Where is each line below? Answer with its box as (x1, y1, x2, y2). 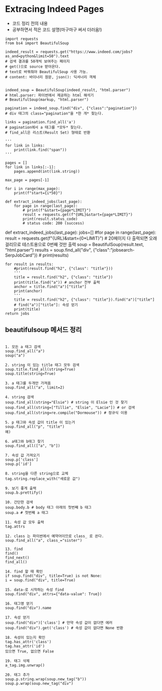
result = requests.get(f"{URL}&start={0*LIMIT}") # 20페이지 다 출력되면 (5, 235, 148, 241)
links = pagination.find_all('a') (5, 119, 76, 124)
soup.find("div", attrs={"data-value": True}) (5, 591, 102, 596)
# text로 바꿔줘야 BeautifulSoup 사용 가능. (5, 69, 88, 74)
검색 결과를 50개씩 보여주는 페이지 (9, 59, 70, 64)
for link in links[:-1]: (5, 164, 56, 170)
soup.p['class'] (5, 457, 38, 462)
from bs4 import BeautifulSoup (5, 40, 69, 45)
